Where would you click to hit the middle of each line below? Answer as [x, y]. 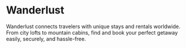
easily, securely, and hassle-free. [46, 39]
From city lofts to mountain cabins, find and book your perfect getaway [92, 32]
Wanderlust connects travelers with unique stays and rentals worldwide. [93, 26]
